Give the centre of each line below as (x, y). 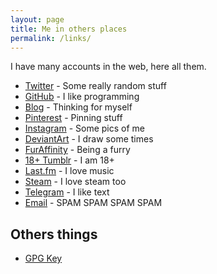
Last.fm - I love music (69, 171)
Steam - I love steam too (75, 182)
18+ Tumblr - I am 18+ (69, 160)
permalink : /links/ (51, 38)
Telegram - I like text (67, 192)
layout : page (37, 19)
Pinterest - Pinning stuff (73, 118)
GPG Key (43, 258)
